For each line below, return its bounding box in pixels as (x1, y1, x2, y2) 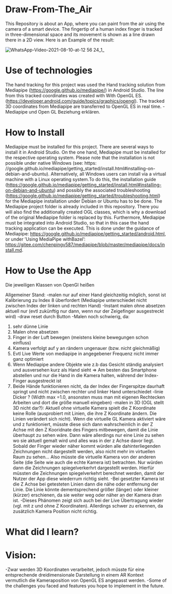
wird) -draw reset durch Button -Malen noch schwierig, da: (5, 313, 130, 319)
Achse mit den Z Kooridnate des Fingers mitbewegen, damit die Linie (12, 426, 158, 433)
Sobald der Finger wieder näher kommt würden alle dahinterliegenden (12, 443, 161, 449)
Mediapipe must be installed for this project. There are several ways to (5, 143, 154, 149)
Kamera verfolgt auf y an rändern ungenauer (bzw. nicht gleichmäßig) (12, 345, 160, 351)
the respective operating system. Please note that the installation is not (5, 155, 155, 161)
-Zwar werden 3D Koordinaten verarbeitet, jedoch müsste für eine (5, 566, 145, 573)
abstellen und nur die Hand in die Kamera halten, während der (12, 372, 144, 378)
